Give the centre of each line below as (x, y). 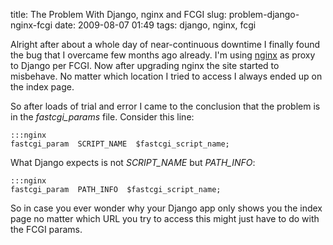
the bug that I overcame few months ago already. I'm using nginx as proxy (163, 55)
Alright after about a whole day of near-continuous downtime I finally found (165, 44)
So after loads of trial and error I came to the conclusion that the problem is (165, 106)
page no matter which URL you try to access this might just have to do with (165, 218)
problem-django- (264, 14)
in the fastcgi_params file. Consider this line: (102, 117)
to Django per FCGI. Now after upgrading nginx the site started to (145, 65)
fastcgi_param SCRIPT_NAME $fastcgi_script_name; (120, 144)
